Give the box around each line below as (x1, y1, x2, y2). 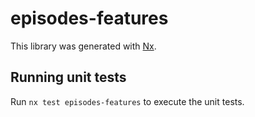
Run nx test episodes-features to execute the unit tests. (10, 95, 245, 107)
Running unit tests (10, 69, 127, 86)
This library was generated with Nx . (10, 40, 157, 52)
